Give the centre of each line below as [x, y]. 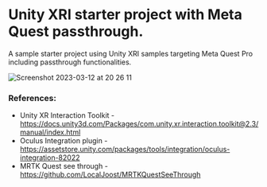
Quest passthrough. [76, 31]
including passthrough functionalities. [70, 62]
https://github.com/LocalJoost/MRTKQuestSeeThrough [110, 175]
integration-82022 [50, 158]
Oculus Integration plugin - [64, 141]
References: [33, 98]
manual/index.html [50, 132]
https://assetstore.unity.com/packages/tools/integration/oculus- [125, 150]
